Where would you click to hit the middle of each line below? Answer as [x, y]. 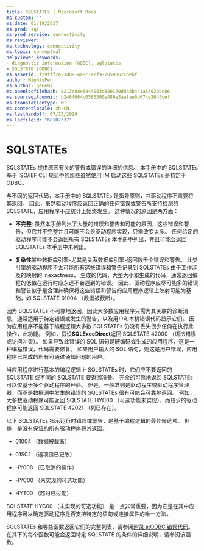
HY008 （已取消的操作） [46, 467]
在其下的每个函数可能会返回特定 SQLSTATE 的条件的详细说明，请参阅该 [96, 535]
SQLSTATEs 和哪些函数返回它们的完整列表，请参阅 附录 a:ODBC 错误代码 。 [100, 527]
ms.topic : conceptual [34, 52]
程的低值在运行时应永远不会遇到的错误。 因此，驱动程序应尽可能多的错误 [107, 283]
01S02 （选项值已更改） [45, 455]
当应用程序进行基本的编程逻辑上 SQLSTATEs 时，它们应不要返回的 [89, 370]
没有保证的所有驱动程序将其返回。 [65, 428]
